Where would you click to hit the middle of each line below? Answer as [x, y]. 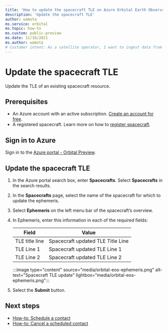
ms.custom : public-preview [33, 33]
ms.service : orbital [27, 24]
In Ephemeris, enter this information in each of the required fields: [80, 220]
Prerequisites [26, 102]
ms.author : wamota [24, 43]
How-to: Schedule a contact [41, 318]
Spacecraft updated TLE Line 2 [85, 257]
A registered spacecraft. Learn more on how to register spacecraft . [81, 125]
